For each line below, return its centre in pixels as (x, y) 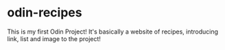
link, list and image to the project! (54, 38)
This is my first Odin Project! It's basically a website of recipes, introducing (113, 32)
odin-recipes (45, 13)
